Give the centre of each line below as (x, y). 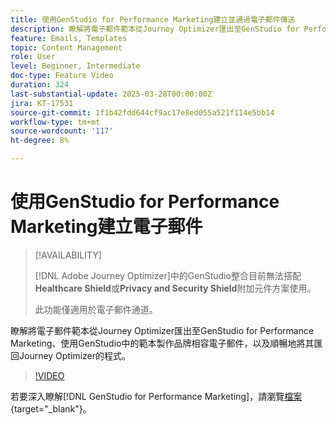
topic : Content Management (66, 47)
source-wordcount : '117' (62, 131)
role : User (33, 57)
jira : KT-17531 (42, 103)
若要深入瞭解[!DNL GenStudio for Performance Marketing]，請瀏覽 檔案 (156, 396)
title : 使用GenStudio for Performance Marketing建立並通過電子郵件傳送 (153, 19)
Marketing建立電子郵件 (106, 227)
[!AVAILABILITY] (68, 255)
